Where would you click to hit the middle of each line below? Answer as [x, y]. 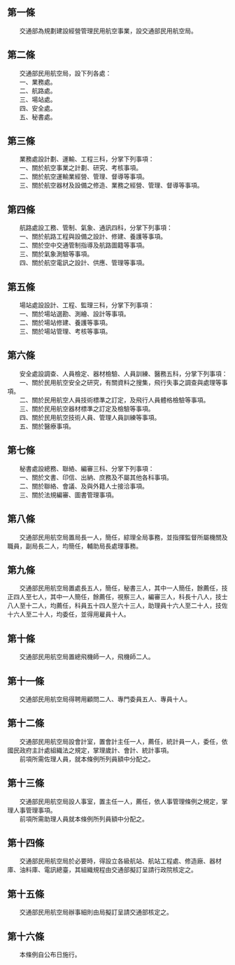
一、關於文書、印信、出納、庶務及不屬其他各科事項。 [96, 477]
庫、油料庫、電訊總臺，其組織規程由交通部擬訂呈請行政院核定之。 [102, 870]
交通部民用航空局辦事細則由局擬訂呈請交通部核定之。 [96, 913]
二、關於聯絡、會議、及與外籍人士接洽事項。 [84, 486]
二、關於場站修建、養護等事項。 [65, 323]
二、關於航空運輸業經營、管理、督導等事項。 [84, 176]
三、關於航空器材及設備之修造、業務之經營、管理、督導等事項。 [111, 185]
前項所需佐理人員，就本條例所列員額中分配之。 [87, 759]
